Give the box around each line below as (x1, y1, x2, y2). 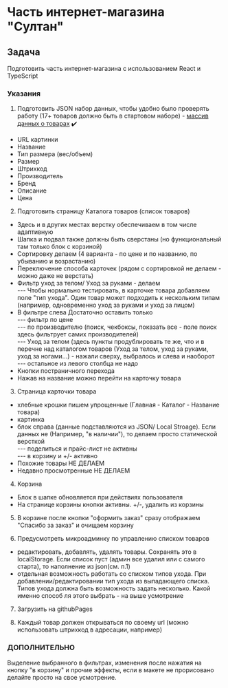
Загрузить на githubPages (16, 605, 93, 613)
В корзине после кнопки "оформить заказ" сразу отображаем (16, 514, 201, 522)
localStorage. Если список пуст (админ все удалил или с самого (16, 555, 205, 563)
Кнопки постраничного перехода (16, 367, 115, 375)
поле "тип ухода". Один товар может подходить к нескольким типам (16, 294, 220, 302)
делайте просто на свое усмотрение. (7, 673, 117, 681)
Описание (16, 186, 47, 195)
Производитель (16, 172, 63, 180)
